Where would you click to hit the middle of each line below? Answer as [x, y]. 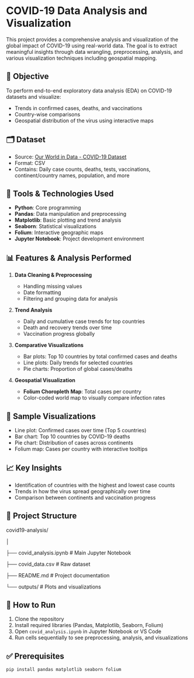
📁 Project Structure [41, 516]
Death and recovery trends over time [67, 328]
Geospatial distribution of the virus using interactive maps [84, 121]
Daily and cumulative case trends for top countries [84, 321]
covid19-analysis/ [27, 530]
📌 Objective [27, 76]
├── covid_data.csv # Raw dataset [48, 564]
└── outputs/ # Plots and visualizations [53, 587]
